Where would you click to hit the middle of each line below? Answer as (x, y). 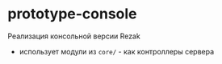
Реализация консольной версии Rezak (74, 36)
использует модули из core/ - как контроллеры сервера (117, 51)
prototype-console (73, 14)
